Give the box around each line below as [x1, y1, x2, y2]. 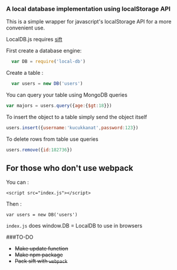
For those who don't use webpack [6, 163, 134, 173]
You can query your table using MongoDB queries [6, 91, 128, 98]
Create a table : [6, 70, 44, 77]
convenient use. [6, 24, 45, 31]
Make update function [14, 245, 68, 252]
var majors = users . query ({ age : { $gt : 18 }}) [6, 103, 112, 109]
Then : [6, 200, 22, 208]
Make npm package [14, 251, 63, 258]
